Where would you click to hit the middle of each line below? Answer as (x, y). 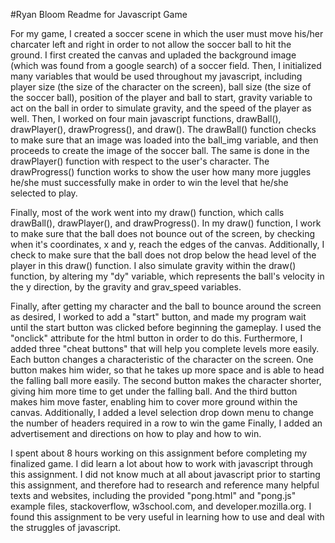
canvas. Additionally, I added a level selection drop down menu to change (162, 412)
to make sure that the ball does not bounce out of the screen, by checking (163, 233)
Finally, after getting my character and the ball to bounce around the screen (166, 306)
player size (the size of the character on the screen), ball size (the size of (161, 87)
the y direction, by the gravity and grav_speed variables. (126, 287)
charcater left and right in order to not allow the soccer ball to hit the (151, 44)
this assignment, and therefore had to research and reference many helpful (165, 485)
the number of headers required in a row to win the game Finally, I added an (166, 423)
